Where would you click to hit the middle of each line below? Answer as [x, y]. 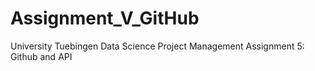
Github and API [41, 56]
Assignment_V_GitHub [105, 18]
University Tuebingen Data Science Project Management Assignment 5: [157, 46]
